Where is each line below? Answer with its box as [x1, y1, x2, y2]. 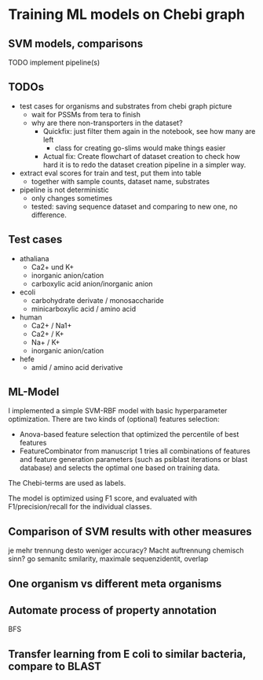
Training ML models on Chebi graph [8, 6, 246, 24]
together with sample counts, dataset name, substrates [31, 176, 210, 186]
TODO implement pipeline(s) [8, 57, 100, 67]
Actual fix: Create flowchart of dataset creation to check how [42, 151, 241, 161]
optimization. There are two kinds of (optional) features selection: [8, 415, 220, 424]
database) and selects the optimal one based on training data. [19, 463, 221, 473]
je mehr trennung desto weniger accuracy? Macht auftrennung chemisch [8, 545, 244, 556]
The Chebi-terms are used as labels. [8, 479, 126, 488]
